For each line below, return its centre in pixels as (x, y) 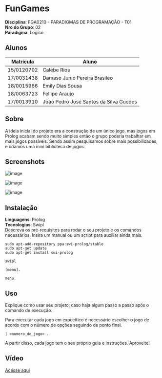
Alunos (16, 48)
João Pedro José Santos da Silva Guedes (90, 102)
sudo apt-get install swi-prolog (39, 253)
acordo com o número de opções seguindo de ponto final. (63, 325)
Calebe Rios (56, 70)
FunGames (27, 9)
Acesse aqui (18, 370)
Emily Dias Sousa (62, 86)
